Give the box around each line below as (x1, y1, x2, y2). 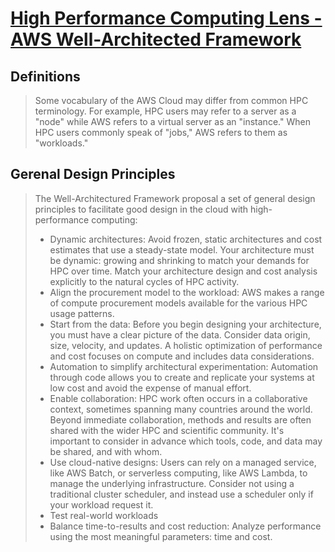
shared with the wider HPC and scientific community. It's (49, 424, 285, 436)
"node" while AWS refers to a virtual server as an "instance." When (34, 116, 311, 127)
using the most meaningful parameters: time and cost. (49, 530, 273, 542)
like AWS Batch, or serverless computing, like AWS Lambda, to (49, 467, 308, 479)
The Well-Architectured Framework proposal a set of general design (34, 192, 316, 204)
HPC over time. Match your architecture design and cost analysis (49, 265, 318, 277)
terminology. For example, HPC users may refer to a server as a (34, 105, 297, 117)
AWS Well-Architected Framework (10, 28, 302, 51)
